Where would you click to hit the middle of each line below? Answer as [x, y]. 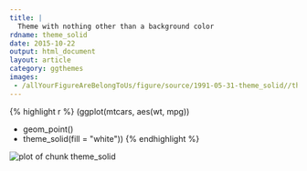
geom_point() [48, 129]
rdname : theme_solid [49, 35]
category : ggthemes [47, 69]
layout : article [40, 60]
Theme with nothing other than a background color [116, 26]
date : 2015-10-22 [42, 43]
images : [24, 77]
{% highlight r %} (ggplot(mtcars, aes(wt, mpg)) [100, 111]
